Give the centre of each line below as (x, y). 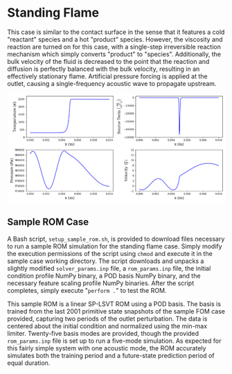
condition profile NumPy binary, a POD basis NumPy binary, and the (104, 275)
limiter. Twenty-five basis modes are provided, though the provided (103, 333)
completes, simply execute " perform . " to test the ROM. (87, 290)
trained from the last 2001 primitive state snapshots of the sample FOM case (116, 311)
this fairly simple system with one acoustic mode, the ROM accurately (107, 348)
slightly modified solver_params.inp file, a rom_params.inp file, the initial (109, 268)
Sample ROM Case (48, 222)
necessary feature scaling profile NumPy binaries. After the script (101, 283)
